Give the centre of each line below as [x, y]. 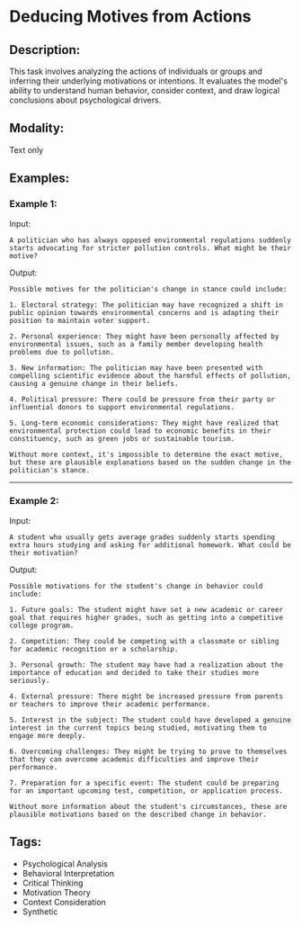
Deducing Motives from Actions [130, 17]
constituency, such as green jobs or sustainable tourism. [122, 438]
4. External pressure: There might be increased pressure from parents [146, 696]
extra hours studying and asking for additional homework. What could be [151, 545]
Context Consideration [64, 902]
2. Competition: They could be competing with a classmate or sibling [144, 641]
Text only [27, 149]
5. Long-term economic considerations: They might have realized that [144, 423]
